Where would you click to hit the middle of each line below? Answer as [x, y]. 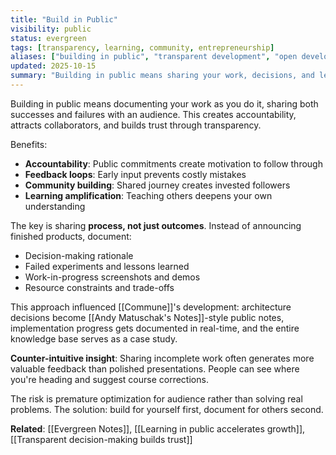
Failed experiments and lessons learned [107, 266]
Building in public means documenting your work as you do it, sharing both [164, 103]
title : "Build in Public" [64, 19]
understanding [55, 206]
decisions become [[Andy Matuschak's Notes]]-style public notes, [147, 317]
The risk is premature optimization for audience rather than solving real [156, 398]
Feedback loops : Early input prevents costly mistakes [135, 174]
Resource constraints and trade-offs [99, 287]
